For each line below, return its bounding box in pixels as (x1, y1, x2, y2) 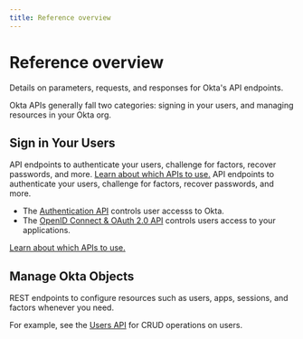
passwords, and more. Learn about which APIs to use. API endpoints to (9, 169, 274, 180)
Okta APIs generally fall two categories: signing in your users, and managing (9, 99, 294, 110)
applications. (22, 225, 71, 236)
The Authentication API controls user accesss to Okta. (22, 205, 224, 217)
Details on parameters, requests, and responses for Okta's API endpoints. (9, 82, 284, 93)
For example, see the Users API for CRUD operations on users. (9, 320, 242, 331)
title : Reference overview (9, 13, 111, 23)
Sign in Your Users (9, 135, 116, 150)
